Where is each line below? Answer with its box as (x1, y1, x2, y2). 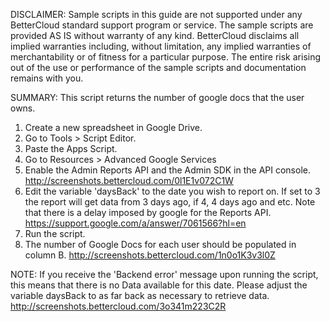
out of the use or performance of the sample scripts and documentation (10, 62, 307, 73)
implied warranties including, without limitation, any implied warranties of (10, 40, 312, 52)
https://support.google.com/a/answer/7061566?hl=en (24, 217, 247, 229)
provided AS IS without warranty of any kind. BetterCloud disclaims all (10, 30, 300, 41)
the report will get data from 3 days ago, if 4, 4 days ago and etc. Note (24, 196, 316, 208)
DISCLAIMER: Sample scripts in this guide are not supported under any (10, 9, 303, 20)
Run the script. (24, 228, 86, 239)
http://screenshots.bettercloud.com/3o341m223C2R (10, 300, 227, 312)
